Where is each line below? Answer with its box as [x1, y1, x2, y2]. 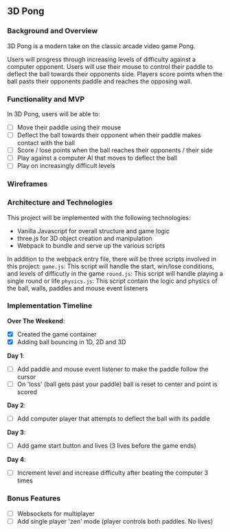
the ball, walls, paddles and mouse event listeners [7, 284, 148, 292]
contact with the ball [16, 139, 76, 147]
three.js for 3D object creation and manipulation [16, 234, 152, 242]
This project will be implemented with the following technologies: [7, 213, 191, 222]
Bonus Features [7, 493, 61, 503]
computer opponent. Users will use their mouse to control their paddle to [7, 62, 213, 71]
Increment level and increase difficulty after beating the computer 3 [16, 469, 209, 477]
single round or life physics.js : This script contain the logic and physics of [7, 277, 218, 285]
